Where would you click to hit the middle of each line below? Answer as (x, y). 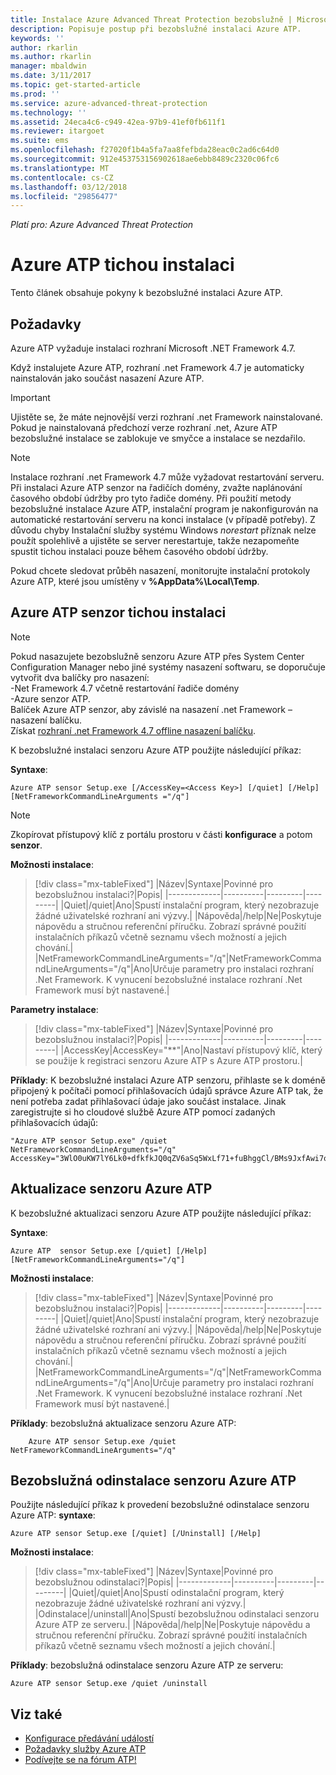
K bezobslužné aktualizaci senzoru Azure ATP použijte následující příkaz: (161, 1213)
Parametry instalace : (54, 1009)
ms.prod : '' (35, 94)
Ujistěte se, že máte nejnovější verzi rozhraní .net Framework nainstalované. (166, 417)
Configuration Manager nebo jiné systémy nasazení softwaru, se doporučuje (168, 667)
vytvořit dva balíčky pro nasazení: (80, 677)
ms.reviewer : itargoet (57, 131)
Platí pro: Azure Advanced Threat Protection (102, 225)
